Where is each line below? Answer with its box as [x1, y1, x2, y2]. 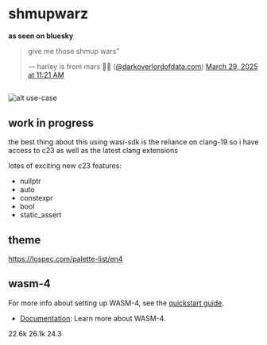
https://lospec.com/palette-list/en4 [8, 254, 123, 263]
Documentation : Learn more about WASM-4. [19, 313, 166, 323]
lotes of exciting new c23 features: [8, 161, 122, 171]
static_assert [19, 210, 62, 220]
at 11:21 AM [27, 70, 65, 79]
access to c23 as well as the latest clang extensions [8, 146, 179, 155]
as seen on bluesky [8, 31, 74, 40]
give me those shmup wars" [27, 46, 120, 56]
